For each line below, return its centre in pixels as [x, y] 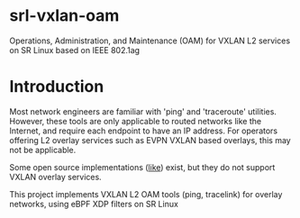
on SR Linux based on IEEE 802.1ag [75, 50]
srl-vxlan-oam [64, 16]
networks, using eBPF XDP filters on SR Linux [94, 204]
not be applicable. [43, 150]
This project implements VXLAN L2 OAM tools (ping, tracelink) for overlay [146, 194]
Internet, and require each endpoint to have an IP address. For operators [143, 131]
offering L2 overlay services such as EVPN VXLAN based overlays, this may [150, 140]
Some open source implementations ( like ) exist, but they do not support [142, 167]
